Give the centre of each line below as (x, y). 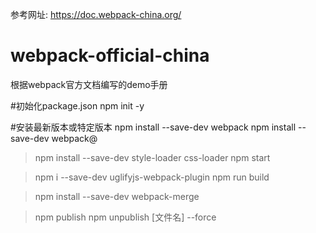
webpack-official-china (110, 55)
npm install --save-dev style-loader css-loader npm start (152, 157)
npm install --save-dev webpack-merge (117, 196)
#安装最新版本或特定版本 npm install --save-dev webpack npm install (153, 127)
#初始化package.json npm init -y (77, 105)
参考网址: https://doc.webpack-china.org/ (96, 14)
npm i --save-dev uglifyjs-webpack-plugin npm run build (152, 177)
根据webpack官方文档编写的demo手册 (89, 84)
